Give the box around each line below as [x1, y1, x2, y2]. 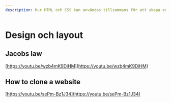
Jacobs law [5, 49, 42, 58]
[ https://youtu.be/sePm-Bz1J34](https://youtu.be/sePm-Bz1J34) [5, 91, 141, 97]
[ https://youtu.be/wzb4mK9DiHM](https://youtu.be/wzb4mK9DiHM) [5, 63, 149, 69]
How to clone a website [5, 78, 80, 86]
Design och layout [5, 29, 83, 41]
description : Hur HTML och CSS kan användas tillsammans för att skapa [5, 7, 160, 13]
